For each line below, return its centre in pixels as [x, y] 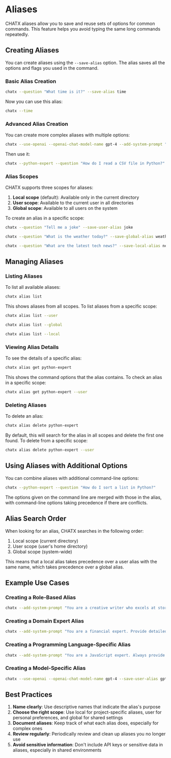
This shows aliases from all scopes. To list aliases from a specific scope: [81, 306]
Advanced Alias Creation [37, 124]
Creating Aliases [32, 50]
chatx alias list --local [33, 334]
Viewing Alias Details [32, 347]
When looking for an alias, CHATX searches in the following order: [75, 531]
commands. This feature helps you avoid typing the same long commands [83, 29]
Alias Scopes [22, 176]
